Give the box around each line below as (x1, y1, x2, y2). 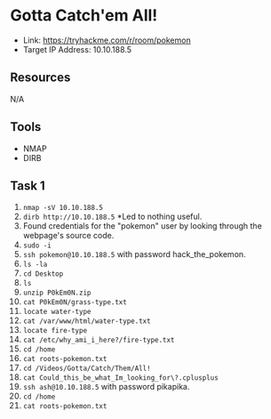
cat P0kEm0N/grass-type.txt (22, 298, 127, 307)
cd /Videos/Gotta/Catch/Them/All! (22, 364, 151, 374)
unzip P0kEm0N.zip (22, 288, 92, 298)
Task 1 (10, 178, 45, 193)
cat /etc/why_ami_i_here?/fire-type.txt (22, 335, 175, 345)
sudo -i (22, 241, 52, 250)
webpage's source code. (22, 230, 115, 241)
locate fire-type (22, 326, 88, 335)
